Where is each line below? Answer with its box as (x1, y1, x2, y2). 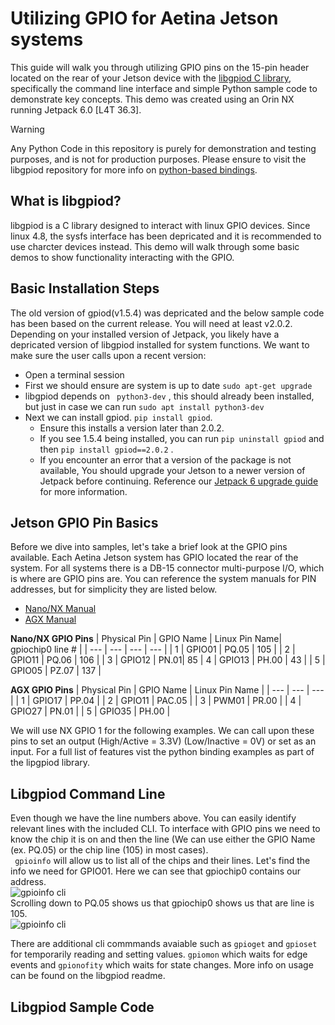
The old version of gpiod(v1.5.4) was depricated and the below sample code (10, 307, 325, 319)
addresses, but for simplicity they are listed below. (10, 583, 218, 596)
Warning (10, 123, 45, 135)
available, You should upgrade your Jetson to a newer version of (39, 464, 306, 476)
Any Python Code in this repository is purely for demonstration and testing (10, 142, 317, 154)
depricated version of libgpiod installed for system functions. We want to (10, 338, 310, 351)
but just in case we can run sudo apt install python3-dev (24, 400, 265, 412)
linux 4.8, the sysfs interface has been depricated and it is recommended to (10, 230, 322, 242)
